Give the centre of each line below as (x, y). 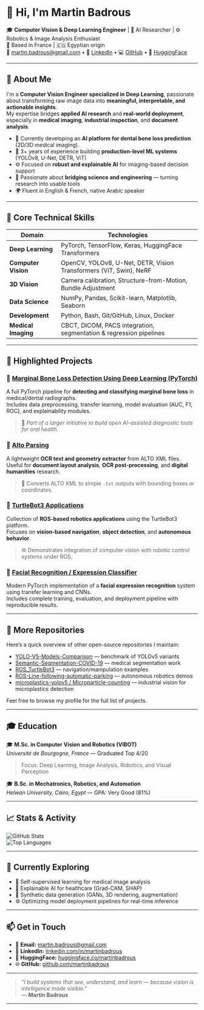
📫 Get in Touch (36, 927)
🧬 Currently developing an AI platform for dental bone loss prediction (103, 138)
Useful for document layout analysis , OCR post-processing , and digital (97, 465)
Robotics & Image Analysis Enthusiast (53, 38)
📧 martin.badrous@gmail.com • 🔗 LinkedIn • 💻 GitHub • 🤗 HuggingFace (97, 52)
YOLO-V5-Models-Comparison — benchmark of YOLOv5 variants (97, 656)
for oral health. (40, 429)
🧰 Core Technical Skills (50, 218)
